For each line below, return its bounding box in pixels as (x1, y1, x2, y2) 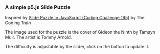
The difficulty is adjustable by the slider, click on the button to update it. (5, 44, 150, 50)
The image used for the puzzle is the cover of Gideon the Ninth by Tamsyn (5, 29, 156, 35)
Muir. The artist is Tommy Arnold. (5, 34, 72, 40)
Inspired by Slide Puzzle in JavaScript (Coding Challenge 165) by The (5, 15, 145, 21)
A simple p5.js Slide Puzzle (5, 4, 71, 11)
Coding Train (5, 20, 31, 26)
